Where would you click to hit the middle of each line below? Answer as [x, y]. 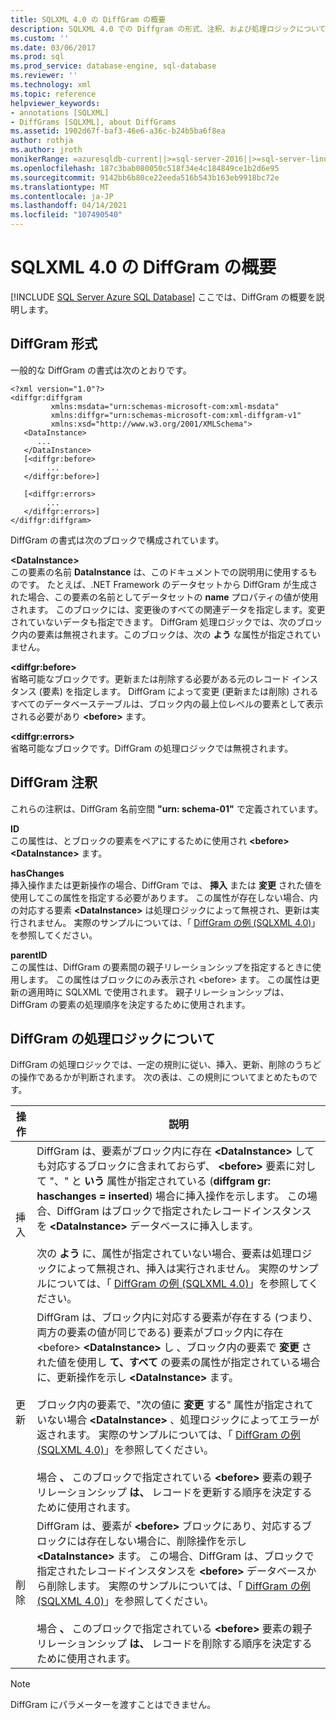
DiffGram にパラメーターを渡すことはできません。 [113, 1705]
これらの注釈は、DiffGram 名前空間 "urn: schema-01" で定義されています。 [166, 808]
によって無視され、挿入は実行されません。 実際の [172, 1269]
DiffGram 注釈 [54, 782]
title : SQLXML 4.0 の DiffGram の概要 [88, 19]
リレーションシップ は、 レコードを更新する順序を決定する [174, 1493]
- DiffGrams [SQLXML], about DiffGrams [93, 122]
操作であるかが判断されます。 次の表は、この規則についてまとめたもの [164, 1077]
